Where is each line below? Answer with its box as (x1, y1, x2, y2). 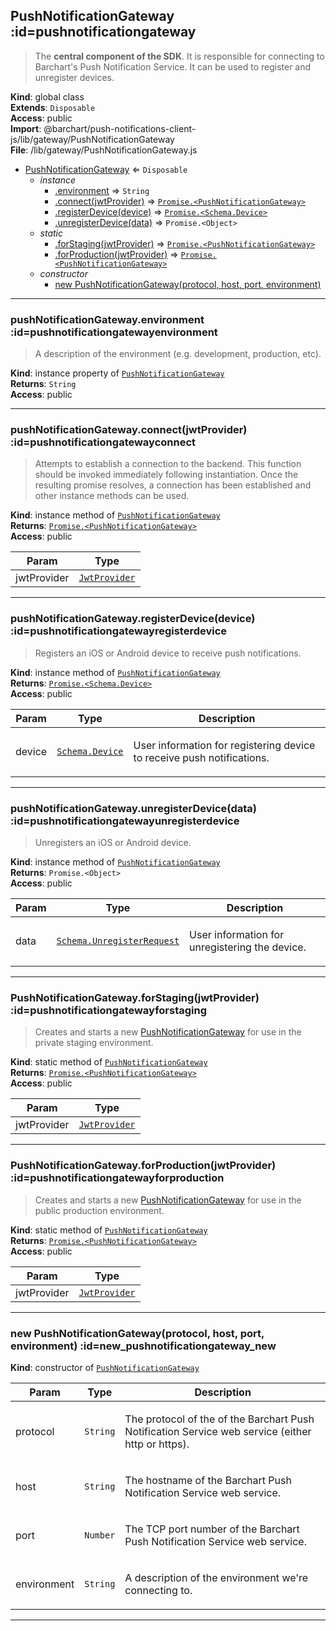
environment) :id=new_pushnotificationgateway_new (10, 1339, 277, 1353)
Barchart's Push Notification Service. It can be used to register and (34, 60, 312, 73)
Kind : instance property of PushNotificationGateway (10, 367, 225, 379)
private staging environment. (34, 1037, 154, 1049)
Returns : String (10, 378, 77, 390)
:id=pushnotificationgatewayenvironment (10, 325, 218, 339)
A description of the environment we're (124, 1570, 309, 1584)
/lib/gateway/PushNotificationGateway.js (30, 144, 198, 156)
